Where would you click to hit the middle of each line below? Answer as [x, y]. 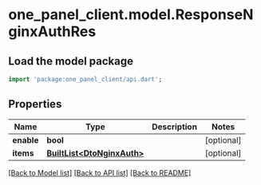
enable [26, 140]
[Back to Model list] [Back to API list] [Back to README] [100, 172]
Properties [35, 104]
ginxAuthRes [52, 31]
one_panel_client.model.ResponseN [131, 15]
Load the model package [71, 61]
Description [174, 127]
